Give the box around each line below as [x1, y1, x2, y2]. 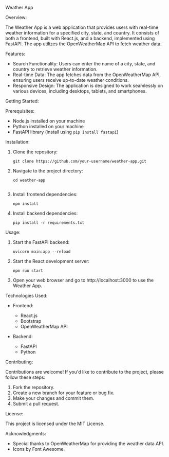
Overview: [5, 14, 27, 20]
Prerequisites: [5, 108, 35, 114]
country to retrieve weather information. [12, 66, 98, 72]
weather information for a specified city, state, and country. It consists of [5, 30, 160, 36]
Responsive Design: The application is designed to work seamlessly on [12, 82, 163, 89]
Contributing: [5, 359, 33, 365]
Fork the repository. [12, 384, 55, 390]
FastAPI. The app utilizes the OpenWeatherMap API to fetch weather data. [5, 41, 162, 47]
